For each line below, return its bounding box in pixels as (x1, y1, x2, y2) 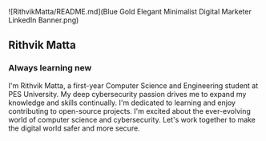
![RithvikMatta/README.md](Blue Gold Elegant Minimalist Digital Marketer (8, 7, 252, 16)
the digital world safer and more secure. (8, 123, 140, 133)
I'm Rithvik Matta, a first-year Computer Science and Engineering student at (8, 80, 259, 91)
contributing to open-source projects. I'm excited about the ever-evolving (8, 106, 251, 115)
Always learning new (8, 62, 92, 74)
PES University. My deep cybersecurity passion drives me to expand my (8, 89, 247, 99)
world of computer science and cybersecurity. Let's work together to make (8, 115, 256, 124)
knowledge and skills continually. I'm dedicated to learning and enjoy (8, 98, 236, 107)
